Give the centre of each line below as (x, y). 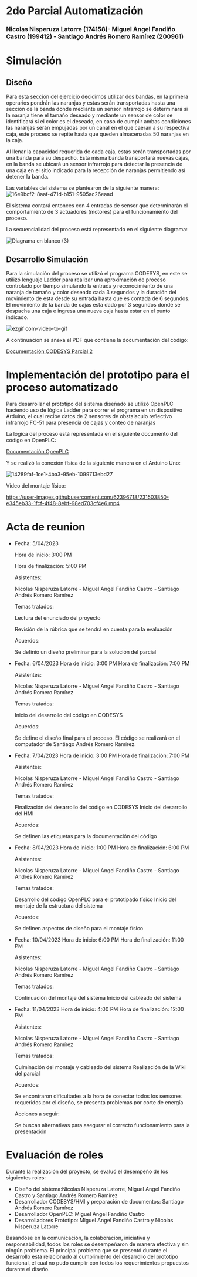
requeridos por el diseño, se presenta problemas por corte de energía (99, 1102)
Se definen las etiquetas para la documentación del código (86, 836)
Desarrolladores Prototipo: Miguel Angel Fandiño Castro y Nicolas (94, 1220)
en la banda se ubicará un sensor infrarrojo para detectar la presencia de (94, 164)
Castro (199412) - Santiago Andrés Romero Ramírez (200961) (95, 36)
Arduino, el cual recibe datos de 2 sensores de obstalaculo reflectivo (89, 416)
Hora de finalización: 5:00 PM (50, 566)
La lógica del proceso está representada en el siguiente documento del (92, 433)
